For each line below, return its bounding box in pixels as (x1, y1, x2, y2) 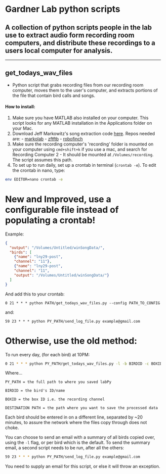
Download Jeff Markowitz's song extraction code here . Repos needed (12, 131, 155, 137)
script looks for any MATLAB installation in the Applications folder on (12, 120, 152, 126)
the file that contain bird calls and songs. (12, 93, 95, 98)
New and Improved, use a (5, 194, 111, 205)
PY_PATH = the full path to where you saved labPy (5, 379, 112, 384)
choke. (5, 425, 19, 431)
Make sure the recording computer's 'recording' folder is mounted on (12, 141, 154, 147)
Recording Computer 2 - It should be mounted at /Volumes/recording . (12, 152, 154, 158)
